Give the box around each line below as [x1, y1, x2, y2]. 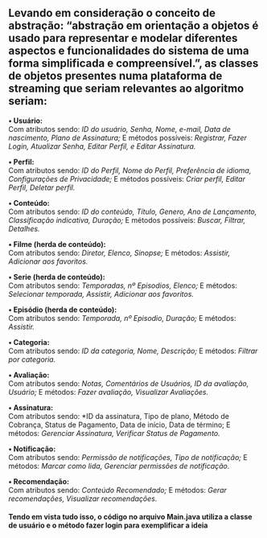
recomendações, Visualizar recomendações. [8, 494, 158, 503]
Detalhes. [8, 224, 40, 233]
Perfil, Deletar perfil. [8, 183, 76, 192]
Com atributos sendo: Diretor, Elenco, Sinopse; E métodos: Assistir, [8, 248, 231, 257]
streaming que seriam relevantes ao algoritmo [8, 82, 244, 96]
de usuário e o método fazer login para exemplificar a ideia [8, 520, 208, 530]
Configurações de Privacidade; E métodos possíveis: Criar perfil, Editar [8, 174, 245, 183]
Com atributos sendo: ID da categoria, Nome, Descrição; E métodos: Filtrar [8, 346, 258, 355]
